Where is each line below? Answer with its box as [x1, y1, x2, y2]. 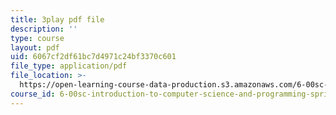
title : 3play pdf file [10, 14, 105, 25]
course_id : [10, 89, 56, 99]
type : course [10, 33, 65, 43]
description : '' [10, 24, 78, 34]
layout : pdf [10, 42, 60, 53]
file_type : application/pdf [10, 61, 128, 71]
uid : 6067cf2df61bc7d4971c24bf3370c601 [10, 52, 177, 62]
